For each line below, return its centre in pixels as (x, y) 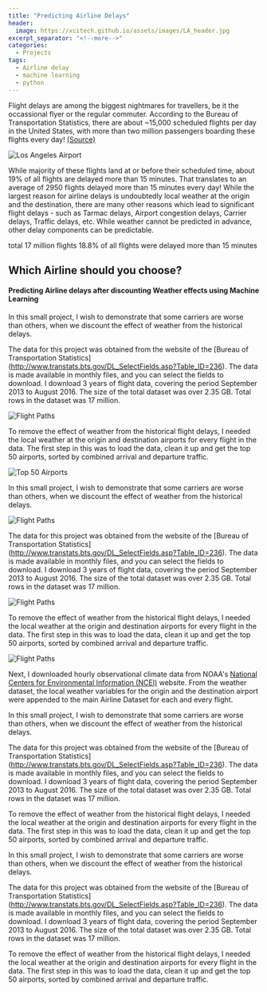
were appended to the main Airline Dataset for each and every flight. (121, 699)
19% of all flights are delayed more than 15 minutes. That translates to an (128, 179)
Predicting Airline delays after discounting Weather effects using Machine (134, 291)
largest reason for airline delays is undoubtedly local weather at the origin (129, 196)
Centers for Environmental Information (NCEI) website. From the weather (128, 683)
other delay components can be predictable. (81, 229)
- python (30, 82)
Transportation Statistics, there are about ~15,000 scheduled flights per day (132, 122)
